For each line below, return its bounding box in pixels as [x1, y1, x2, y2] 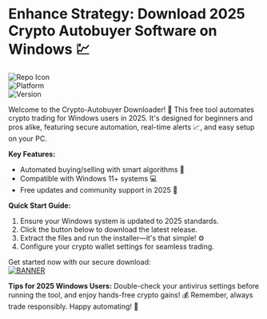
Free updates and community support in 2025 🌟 [19, 185, 178, 194]
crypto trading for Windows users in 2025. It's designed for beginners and [8, 113, 253, 122]
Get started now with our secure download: [8, 257, 151, 266]
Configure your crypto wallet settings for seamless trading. [19, 241, 214, 251]
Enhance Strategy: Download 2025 [8, 5, 245, 23]
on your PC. [8, 134, 48, 143]
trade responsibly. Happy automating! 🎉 [8, 301, 139, 311]
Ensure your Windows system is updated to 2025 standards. [19, 216, 219, 225]
